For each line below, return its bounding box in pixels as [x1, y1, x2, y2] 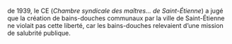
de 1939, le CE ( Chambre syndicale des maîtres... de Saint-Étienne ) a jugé [7, 7, 224, 15]
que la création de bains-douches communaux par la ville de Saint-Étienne [7, 14, 225, 22]
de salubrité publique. [7, 29, 71, 37]
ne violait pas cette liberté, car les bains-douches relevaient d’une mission [7, 22, 224, 29]
